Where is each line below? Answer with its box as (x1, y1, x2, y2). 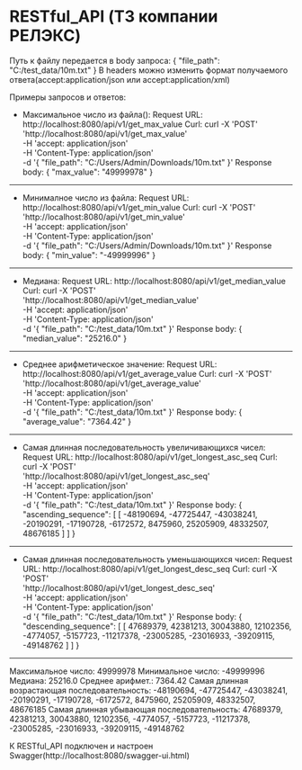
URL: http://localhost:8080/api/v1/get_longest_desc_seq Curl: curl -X (22, 563, 278, 574)
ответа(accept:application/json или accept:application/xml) (9, 74, 231, 85)
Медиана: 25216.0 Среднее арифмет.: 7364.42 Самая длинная (9, 675, 249, 685)
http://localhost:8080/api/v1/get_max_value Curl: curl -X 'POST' (22, 119, 258, 130)
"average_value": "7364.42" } (22, 416, 132, 426)
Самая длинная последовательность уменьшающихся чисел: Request (22, 553, 293, 564)
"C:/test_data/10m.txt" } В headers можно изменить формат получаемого (9, 65, 289, 76)
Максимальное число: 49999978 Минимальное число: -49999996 (9, 666, 265, 676)
